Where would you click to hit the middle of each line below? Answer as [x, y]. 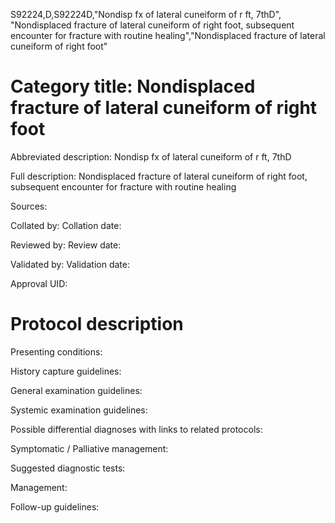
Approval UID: [39, 283]
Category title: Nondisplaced [133, 86]
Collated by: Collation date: [66, 225]
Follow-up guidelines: [55, 506]
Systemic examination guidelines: [79, 410]
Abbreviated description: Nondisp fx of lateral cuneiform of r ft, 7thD [151, 156]
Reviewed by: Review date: [66, 245]
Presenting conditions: [56, 351]
